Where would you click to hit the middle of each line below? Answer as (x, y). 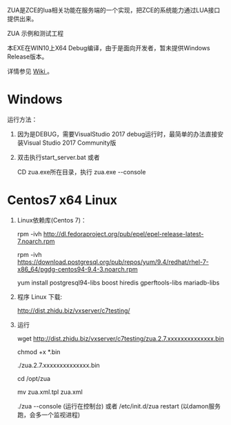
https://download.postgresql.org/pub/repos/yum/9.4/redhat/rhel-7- (113, 262)
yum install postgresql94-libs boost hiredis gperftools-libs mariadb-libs (118, 282)
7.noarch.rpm (36, 241)
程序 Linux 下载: (40, 297)
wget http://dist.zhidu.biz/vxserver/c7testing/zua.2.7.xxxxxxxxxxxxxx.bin (121, 338)
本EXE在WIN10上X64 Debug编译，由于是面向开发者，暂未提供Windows (109, 48)
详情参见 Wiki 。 (30, 71)
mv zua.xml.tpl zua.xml (50, 392)
